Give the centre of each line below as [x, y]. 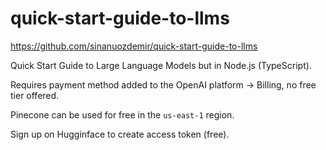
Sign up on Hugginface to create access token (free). [120, 134]
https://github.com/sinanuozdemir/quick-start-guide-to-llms [134, 46]
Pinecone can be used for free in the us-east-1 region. [122, 114]
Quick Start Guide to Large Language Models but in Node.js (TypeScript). [161, 65]
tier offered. [35, 95]
